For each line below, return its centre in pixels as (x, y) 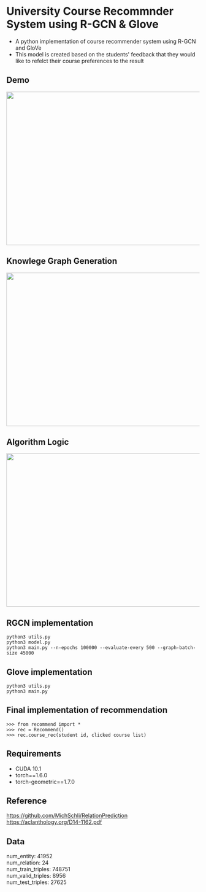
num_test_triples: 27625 (36, 882)
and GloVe (28, 48)
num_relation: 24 (28, 863)
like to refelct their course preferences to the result (79, 61)
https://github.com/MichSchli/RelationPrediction (67, 816)
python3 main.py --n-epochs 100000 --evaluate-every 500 (81, 648)
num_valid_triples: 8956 (36, 876)
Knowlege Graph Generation (62, 261)
